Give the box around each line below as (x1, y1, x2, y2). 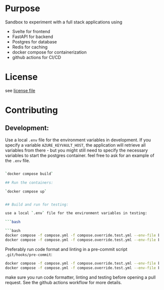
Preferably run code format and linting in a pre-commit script (5, 246, 128, 252)
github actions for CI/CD (12, 54, 61, 60)
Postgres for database (12, 39, 57, 44)
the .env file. (5, 157, 30, 163)
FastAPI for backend (12, 34, 54, 39)
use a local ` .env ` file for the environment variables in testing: (5, 211, 147, 216)
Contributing (5, 105, 58, 116)
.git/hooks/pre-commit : (5, 251, 53, 257)
